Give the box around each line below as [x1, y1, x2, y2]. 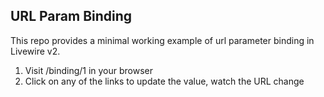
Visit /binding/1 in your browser [24, 64, 154, 76]
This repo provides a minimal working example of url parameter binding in [10, 34, 315, 46]
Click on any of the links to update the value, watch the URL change [24, 75, 305, 87]
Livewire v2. [10, 45, 61, 57]
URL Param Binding [10, 8, 133, 25]
